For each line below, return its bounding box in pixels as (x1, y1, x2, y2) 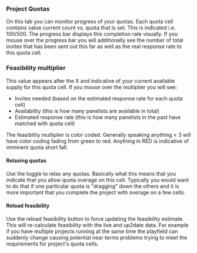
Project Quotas (6, 5, 50, 13)
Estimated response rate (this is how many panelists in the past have (14, 113, 181, 120)
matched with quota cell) (14, 120, 75, 127)
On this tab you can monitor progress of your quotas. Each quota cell (6, 18, 173, 25)
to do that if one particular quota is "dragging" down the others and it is (6, 183, 179, 190)
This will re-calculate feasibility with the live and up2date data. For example (6, 222, 189, 228)
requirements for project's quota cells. (6, 240, 99, 247)
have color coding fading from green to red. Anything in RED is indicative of (6, 137, 189, 144)
